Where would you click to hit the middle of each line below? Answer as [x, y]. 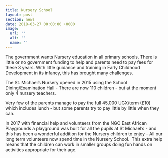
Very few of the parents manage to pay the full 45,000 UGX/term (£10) [78, 103]
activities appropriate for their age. [41, 150]
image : [12, 29]
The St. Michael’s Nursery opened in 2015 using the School [66, 82]
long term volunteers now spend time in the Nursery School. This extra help [84, 139]
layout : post [19, 15]
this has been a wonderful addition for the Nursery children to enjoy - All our [84, 134]
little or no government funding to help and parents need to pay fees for [79, 62]
